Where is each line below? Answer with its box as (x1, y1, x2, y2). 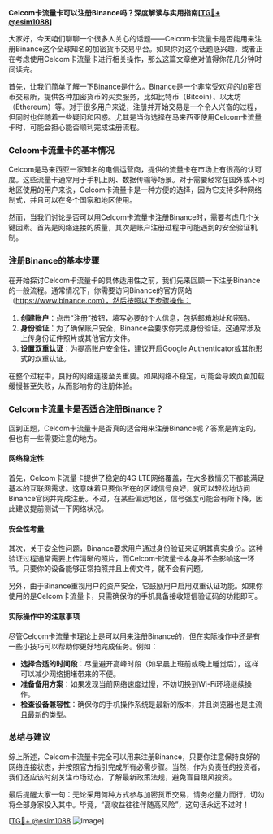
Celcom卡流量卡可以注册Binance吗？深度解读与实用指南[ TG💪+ (8, 8, 221, 17)
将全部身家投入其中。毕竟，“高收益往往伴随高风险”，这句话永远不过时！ (8, 799, 250, 809)
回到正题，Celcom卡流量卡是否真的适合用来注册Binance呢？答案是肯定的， (8, 423, 261, 433)
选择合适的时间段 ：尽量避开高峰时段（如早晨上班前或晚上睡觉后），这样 (19, 658, 259, 668)
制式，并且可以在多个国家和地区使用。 (8, 195, 136, 205)
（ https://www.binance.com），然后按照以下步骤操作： (8, 295, 192, 305)
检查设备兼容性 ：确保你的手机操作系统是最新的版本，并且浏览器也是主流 (19, 699, 262, 709)
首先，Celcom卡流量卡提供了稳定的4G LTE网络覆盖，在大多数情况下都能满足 (8, 474, 265, 483)
